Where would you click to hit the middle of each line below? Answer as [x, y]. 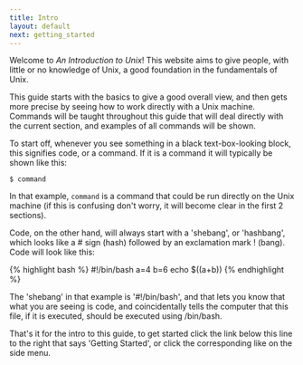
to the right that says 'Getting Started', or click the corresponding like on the [151, 343]
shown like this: [38, 163]
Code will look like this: [52, 252]
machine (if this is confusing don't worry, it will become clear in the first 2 [147, 206]
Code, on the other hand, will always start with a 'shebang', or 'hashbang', [147, 233]
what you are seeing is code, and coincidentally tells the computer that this [149, 307]
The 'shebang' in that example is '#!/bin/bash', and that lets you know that [147, 297]
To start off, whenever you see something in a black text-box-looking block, [151, 144]
